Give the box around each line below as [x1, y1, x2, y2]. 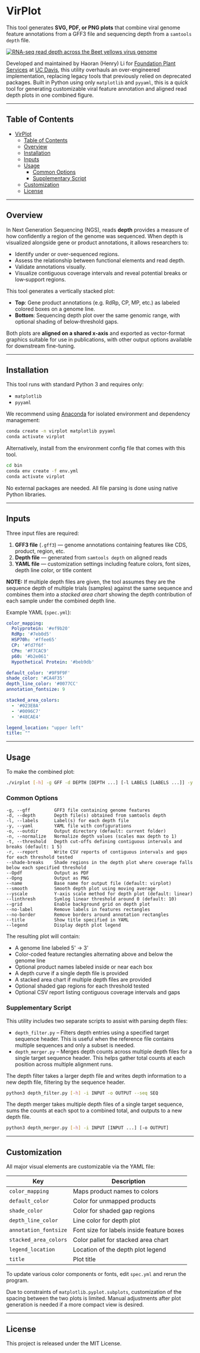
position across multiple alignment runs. [14, 1060, 113, 1068]
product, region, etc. [14, 548, 65, 555]
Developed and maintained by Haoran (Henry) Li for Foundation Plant [6, 60, 176, 67]
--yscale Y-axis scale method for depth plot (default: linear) [6, 891, 193, 897]
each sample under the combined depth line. [6, 597, 116, 604]
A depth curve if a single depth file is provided [14, 970, 129, 977]
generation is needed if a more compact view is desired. [6, 1301, 144, 1308]
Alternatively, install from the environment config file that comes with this [6, 445, 186, 452]
